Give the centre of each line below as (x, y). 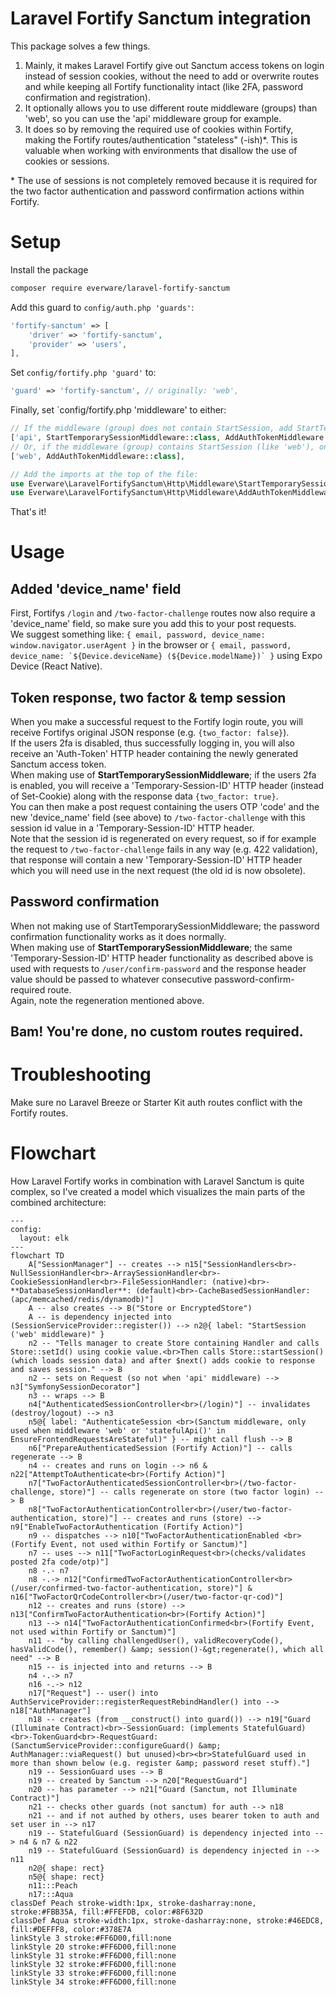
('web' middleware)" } (57, 1335)
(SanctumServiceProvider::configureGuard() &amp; (116, 1746)
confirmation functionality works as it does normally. (118, 936)
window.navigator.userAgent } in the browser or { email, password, (151, 645)
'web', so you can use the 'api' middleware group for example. (153, 118)
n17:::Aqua (51, 1895)
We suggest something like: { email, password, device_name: (138, 634)
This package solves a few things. (80, 46)
